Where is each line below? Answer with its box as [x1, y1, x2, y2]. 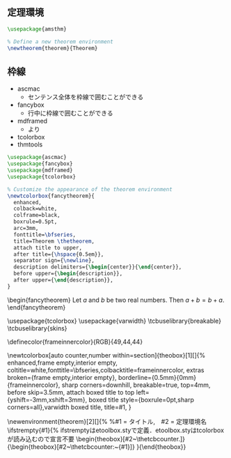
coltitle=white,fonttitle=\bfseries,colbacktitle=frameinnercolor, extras [7, 365, 205, 374]
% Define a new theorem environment [7, 38, 113, 45]
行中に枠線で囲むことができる [27, 109, 113, 117]
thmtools [17, 140, 43, 148]
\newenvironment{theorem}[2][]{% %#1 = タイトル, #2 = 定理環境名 [7, 417, 207, 425]
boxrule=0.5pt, [13, 218, 58, 225]
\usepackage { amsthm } [7, 25, 67, 33]
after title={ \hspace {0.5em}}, [13, 250, 104, 258]
